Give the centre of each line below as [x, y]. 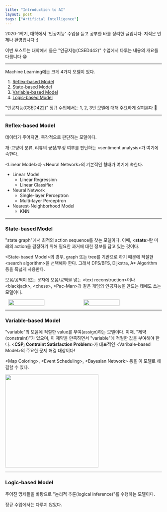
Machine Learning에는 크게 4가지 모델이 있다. [50, 72]
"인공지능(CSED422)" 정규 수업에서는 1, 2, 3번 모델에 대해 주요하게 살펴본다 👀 [81, 108]
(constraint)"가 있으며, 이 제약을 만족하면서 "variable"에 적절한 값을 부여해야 [80, 338]
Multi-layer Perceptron [43, 200]
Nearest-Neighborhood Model [43, 206]
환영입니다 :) [26, 40]
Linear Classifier [37, 185]
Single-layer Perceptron [44, 195]
